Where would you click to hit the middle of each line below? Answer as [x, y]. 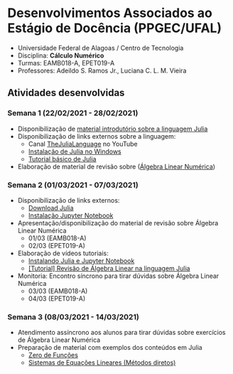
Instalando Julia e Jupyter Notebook [81, 260]
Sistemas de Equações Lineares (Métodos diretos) [102, 363]
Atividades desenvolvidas [66, 93]
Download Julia [51, 208]
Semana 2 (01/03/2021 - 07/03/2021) [73, 185]
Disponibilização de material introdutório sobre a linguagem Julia [113, 129]
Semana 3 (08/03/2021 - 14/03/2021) [74, 316]
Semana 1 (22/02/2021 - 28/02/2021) [73, 113]
